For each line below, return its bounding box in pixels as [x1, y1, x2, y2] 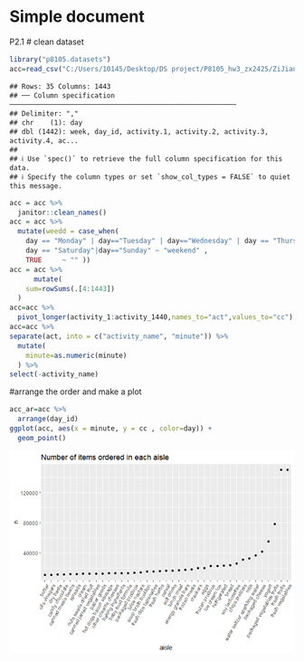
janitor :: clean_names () [17, 208, 107, 217]
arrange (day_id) [17, 414, 79, 424]
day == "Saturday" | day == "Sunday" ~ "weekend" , [25, 246, 208, 255]
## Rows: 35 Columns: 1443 [9, 81, 111, 91]
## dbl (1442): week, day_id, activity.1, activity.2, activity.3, [9, 127, 270, 137]
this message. [9, 181, 63, 191]
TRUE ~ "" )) [25, 255, 91, 264]
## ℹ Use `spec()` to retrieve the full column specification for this [9, 154, 283, 164]
